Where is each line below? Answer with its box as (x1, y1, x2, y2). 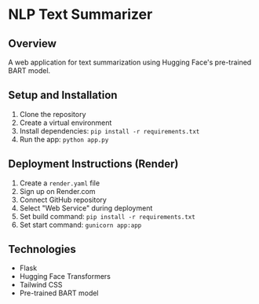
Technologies (8, 243, 77, 256)
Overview (8, 37, 57, 50)
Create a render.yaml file (19, 178, 100, 188)
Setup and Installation (8, 89, 118, 102)
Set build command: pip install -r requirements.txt (19, 211, 196, 221)
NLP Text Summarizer (8, 5, 153, 24)
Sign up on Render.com (19, 186, 96, 196)
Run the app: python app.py (19, 134, 109, 144)
